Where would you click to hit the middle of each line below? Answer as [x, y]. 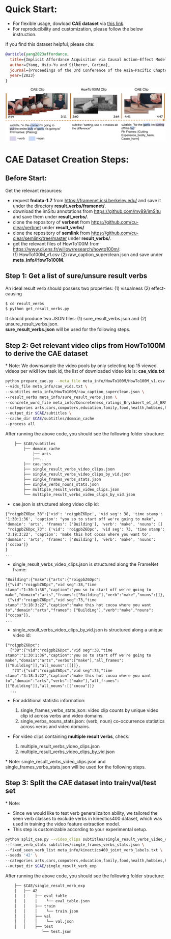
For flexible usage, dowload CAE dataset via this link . [68, 23]
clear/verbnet [27, 227]
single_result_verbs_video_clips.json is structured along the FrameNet [85, 564]
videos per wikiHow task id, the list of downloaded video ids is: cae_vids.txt [85, 371]
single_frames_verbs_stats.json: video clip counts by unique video [89, 710]
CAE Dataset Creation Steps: [67, 159]
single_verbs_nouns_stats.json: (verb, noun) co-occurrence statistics [92, 721]
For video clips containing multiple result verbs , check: [71, 736]
